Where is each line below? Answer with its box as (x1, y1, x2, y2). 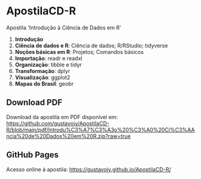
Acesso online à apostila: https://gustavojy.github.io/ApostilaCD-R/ (6, 166, 171, 173)
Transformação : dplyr (14, 67, 70, 74)
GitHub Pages (6, 150, 59, 160)
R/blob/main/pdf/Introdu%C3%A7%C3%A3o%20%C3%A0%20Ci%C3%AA (6, 126, 195, 133)
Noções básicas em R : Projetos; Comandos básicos (14, 48, 144, 55)
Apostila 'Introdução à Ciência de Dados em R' (6, 24, 122, 31)
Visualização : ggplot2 (14, 74, 71, 81)
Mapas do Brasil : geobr (14, 80, 74, 87)
